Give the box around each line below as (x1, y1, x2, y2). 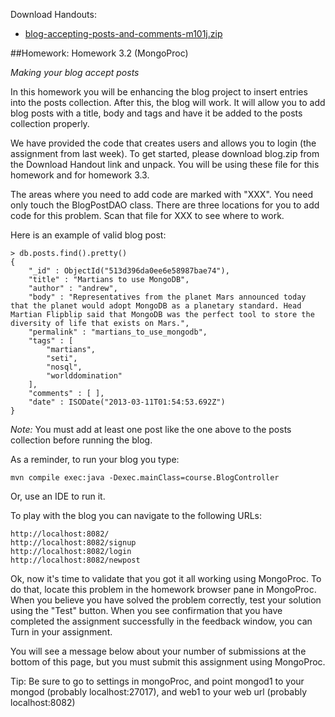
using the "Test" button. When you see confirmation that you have (10, 605, 283, 616)
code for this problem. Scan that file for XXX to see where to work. (10, 210, 285, 221)
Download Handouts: (10, 9, 97, 20)
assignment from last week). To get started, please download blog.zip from (10, 148, 320, 159)
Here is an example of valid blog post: (10, 229, 167, 241)
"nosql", (46, 362, 83, 372)
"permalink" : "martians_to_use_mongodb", (28, 327, 208, 337)
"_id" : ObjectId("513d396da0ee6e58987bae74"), (28, 266, 230, 276)
